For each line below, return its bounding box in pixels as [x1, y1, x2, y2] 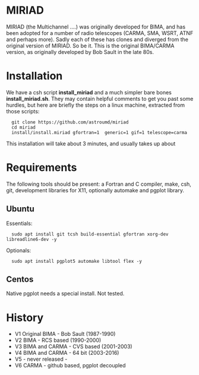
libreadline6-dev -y [6, 236, 58, 242]
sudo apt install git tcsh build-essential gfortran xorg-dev [11, 231, 169, 237]
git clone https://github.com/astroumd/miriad [11, 119, 129, 125]
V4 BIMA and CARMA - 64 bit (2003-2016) [14, 349, 119, 357]
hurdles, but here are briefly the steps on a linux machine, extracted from [6, 101, 185, 109]
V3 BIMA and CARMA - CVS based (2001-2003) [14, 343, 132, 350]
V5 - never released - [14, 355, 68, 363]
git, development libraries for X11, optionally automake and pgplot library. [6, 186, 185, 193]
